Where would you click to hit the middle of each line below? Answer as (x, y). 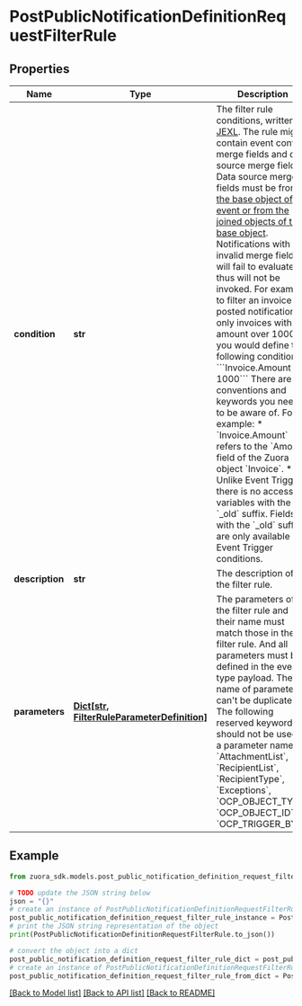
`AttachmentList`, (253, 757)
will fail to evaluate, (256, 267)
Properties (40, 69)
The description (249, 573)
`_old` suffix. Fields (256, 514)
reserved (235, 723)
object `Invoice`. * (254, 469)
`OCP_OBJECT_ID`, (256, 813)
